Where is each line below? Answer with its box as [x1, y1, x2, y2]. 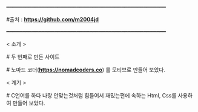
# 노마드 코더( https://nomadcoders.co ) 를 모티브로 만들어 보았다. [6, 66, 165, 73]
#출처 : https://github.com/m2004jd [6, 16, 99, 23]
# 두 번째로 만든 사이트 [6, 53, 60, 61]
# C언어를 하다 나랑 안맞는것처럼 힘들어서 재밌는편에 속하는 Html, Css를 [6, 92, 177, 99]
